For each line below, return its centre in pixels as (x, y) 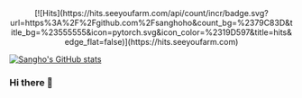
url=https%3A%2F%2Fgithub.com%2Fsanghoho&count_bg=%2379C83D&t (151, 22)
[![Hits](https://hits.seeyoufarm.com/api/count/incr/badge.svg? (151, 13)
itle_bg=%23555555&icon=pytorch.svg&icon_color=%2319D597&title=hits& (151, 32)
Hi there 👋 (32, 82)
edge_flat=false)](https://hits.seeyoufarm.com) (151, 42)
